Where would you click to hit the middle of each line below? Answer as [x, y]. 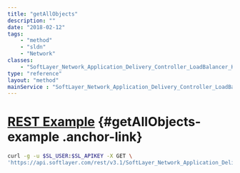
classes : [20, 61]
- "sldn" [33, 47]
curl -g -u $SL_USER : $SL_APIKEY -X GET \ [70, 156]
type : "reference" [35, 73]
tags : [15, 34]
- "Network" [38, 54]
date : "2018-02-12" [36, 27]
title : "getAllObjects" [43, 14]
